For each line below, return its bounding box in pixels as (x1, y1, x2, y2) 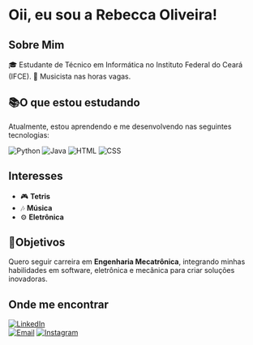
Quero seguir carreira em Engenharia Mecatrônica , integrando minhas (8, 257, 246, 266)
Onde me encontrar (8, 297, 109, 311)
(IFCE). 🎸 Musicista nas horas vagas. (8, 71, 131, 81)
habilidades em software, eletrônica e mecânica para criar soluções (8, 266, 235, 275)
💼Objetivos (8, 236, 66, 249)
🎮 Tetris (19, 191, 51, 201)
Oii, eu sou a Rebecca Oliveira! (8, 6, 217, 24)
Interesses (8, 169, 63, 183)
